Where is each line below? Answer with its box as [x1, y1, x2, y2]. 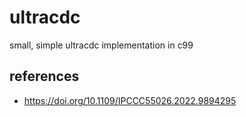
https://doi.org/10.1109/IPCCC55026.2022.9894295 [23, 94, 237, 106]
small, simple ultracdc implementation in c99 [9, 39, 194, 51]
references [9, 68, 80, 85]
